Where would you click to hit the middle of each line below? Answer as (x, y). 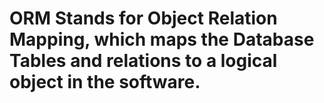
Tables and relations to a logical (143, 61)
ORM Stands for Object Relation (143, 18)
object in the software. (105, 82)
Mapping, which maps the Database (162, 39)
